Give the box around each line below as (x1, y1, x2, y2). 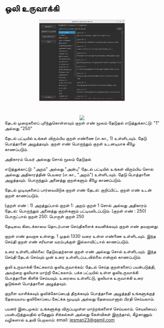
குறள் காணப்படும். (4, 193, 40, 198)
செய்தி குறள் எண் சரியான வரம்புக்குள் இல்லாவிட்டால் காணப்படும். (4, 239, 130, 245)
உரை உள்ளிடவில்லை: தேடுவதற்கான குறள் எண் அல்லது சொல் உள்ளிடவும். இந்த (4, 249, 157, 255)
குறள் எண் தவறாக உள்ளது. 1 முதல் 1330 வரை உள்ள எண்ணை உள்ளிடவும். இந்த (4, 233, 156, 239)
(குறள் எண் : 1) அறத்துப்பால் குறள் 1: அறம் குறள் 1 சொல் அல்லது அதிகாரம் (4, 202, 147, 208)
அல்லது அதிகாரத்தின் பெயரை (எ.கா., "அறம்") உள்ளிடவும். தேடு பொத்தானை (4, 172, 150, 178)
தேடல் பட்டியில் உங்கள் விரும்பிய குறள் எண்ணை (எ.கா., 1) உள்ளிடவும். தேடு (4, 135, 147, 141)
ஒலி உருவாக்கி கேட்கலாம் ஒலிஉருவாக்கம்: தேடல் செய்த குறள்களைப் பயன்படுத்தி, (4, 264, 156, 270)
